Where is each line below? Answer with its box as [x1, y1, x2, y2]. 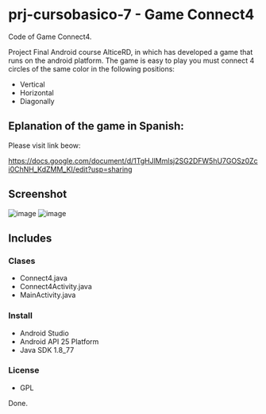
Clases [8, 255, 36, 266]
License [8, 365, 40, 376]
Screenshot [8, 188, 67, 201]
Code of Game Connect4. [8, 32, 92, 41]
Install [8, 310, 33, 321]
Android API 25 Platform [19, 336, 99, 346]
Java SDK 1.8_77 [19, 345, 75, 354]
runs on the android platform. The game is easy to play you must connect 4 [8, 56, 255, 65]
